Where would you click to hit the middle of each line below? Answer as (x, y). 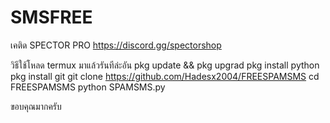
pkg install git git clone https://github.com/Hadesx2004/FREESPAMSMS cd (165, 76)
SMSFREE (51, 17)
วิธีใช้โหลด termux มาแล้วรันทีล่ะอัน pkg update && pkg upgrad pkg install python (165, 65)
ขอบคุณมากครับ (36, 106)
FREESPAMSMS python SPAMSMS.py (88, 87)
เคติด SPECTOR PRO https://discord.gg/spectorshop (116, 45)
